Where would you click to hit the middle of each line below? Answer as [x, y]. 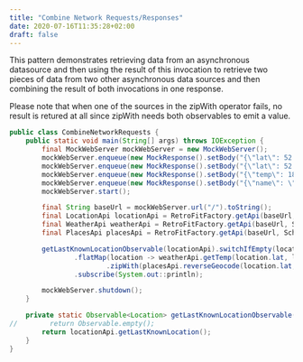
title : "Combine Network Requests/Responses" [96, 18]
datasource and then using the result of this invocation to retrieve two [139, 70]
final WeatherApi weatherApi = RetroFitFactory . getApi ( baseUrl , [165, 225]
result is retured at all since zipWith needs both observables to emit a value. [150, 116]
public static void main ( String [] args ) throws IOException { [145, 141]
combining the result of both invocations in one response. [116, 89]
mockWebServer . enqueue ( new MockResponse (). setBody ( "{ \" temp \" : [163, 174]
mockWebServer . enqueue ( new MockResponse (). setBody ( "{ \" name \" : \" [169, 183]
